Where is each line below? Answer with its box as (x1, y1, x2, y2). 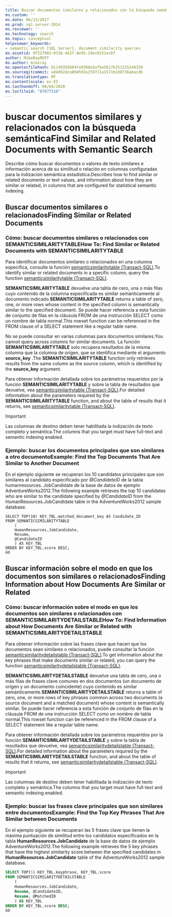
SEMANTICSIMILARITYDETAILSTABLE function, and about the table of (5, 754, 156, 760)
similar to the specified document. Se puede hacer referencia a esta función (5, 307, 166, 313)
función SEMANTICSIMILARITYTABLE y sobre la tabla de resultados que (5, 381, 160, 388)
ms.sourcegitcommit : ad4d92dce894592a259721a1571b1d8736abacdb (5, 70, 143, 75)
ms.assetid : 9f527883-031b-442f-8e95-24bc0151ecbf (5, 50, 116, 55)
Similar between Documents (5, 815, 78, 822)
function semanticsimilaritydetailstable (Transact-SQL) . (5, 663, 122, 669)
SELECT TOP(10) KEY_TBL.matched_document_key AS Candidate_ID (5, 514, 141, 519)
